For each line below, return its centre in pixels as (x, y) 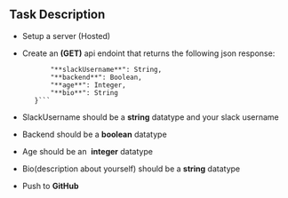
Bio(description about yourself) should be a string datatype (131, 169)
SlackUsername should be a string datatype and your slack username (151, 117)
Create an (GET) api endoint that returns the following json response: (148, 53)
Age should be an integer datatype (88, 151)
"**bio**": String (84, 92)
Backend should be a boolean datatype (94, 134)
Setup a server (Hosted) (66, 36)
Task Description (57, 15)
